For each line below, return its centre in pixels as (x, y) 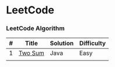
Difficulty (93, 43)
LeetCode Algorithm (36, 29)
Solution (62, 43)
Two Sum (32, 53)
